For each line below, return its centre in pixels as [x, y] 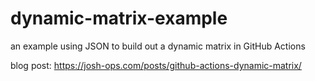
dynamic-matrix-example [119, 18]
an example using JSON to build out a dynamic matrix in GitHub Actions [158, 46]
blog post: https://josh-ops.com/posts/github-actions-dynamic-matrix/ [156, 65]
